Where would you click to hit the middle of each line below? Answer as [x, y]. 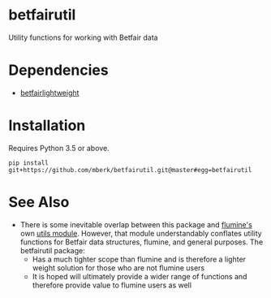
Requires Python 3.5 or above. [59, 148]
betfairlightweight [49, 93]
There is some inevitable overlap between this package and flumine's [136, 224]
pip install [28, 163]
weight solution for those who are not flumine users [118, 268]
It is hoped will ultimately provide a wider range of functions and [140, 276]
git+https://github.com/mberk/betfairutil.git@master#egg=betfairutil [130, 170]
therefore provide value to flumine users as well [112, 285]
